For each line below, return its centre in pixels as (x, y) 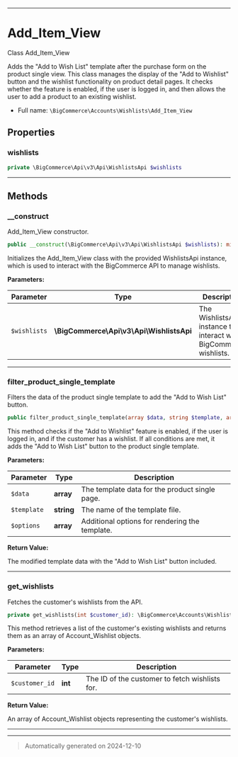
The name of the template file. (131, 510)
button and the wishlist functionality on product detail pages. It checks (110, 81)
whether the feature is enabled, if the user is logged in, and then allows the (117, 89)
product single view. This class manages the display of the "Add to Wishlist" (118, 74)
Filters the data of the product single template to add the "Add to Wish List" (117, 397)
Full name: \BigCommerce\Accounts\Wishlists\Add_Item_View (105, 110)
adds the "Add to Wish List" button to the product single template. (103, 446)
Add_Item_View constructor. (48, 232)
